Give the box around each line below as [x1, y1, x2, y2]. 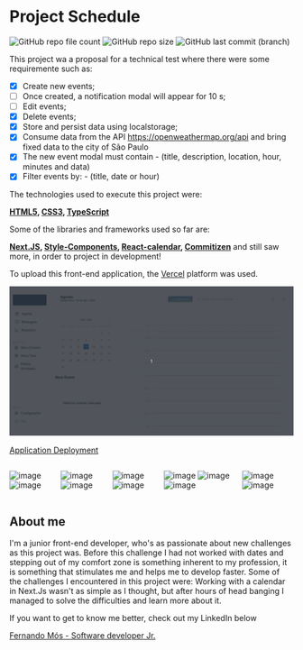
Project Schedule [9, 6, 141, 27]
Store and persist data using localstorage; [22, 122, 179, 133]
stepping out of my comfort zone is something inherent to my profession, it [9, 557, 288, 568]
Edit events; [22, 101, 67, 112]
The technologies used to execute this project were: [9, 189, 203, 200]
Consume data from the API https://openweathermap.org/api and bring [22, 132, 287, 142]
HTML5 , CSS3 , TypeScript [9, 206, 110, 217]
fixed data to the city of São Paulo [22, 142, 149, 152]
